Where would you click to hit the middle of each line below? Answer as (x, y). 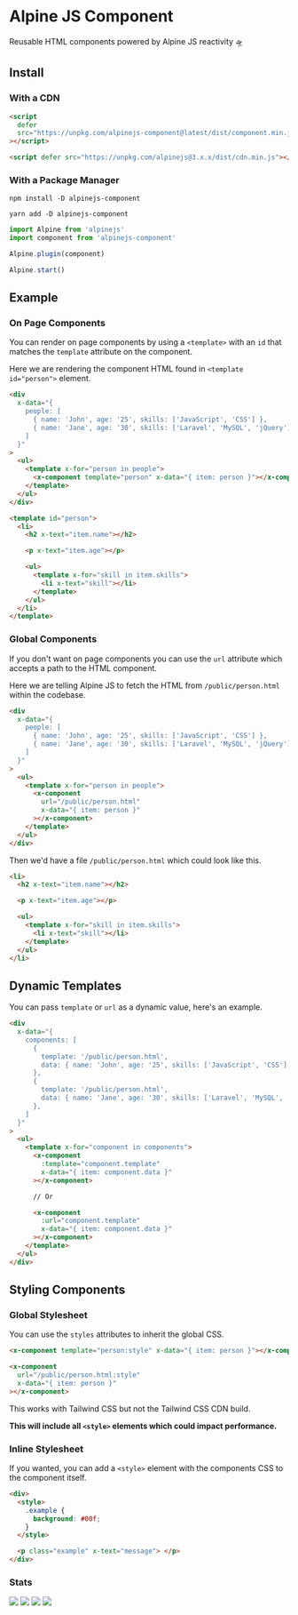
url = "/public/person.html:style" (79, 1375)
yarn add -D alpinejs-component (69, 214)
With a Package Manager (64, 180)
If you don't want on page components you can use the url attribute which (146, 659)
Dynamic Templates (66, 985)
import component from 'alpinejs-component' (93, 238)
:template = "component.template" (101, 1164)
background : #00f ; (67, 1519)
